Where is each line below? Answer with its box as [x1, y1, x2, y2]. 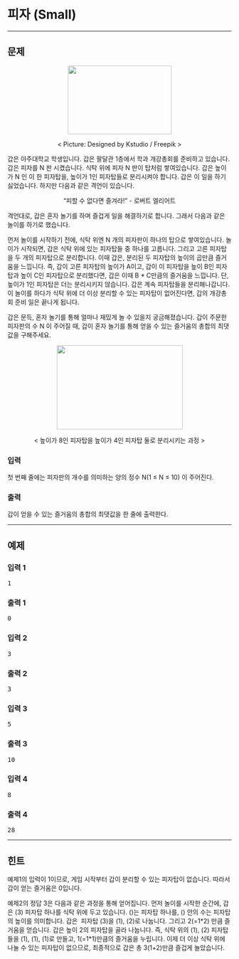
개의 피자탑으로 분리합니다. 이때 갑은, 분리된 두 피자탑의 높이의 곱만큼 [22, 253, 214, 262]
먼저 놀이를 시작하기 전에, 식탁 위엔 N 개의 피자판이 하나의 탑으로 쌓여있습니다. [7, 235, 224, 244]
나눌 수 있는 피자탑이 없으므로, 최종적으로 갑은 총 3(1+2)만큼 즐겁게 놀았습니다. [7, 943, 225, 952]
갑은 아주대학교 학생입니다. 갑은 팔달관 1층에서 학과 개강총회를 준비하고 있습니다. [7, 154, 230, 163]
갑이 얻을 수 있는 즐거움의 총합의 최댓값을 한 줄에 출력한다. [7, 510, 169, 519]
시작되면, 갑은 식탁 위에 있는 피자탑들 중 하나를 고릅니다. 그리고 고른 [20, 244, 208, 253]
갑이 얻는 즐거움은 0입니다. [7, 884, 82, 892]
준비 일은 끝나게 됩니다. [14, 297, 80, 306]
